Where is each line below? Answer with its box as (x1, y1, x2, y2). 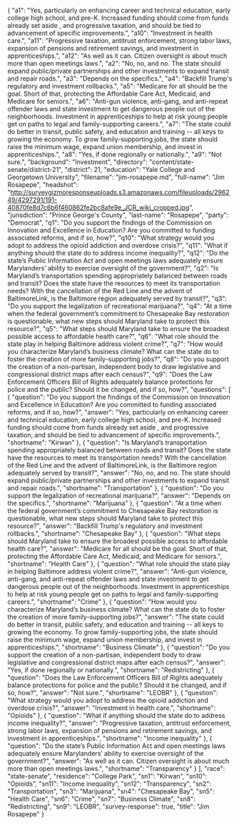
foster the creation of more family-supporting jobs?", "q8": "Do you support (7, 355, 230, 363)
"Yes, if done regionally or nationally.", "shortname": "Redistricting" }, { (7, 666, 215, 674)
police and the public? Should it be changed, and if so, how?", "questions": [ (7, 385, 231, 393)
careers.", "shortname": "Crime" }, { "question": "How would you (7, 597, 198, 606)
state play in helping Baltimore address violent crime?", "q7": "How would (7, 340, 223, 348)
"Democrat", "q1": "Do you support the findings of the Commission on (7, 218, 213, 227)
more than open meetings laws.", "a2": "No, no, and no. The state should (7, 59, 221, 67)
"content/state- (149, 158, 195, 166)
